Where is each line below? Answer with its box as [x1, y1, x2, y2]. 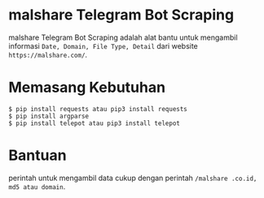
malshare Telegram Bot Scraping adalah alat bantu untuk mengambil [8, 32, 238, 42]
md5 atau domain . [8, 181, 66, 192]
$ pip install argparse [8, 112, 90, 120]
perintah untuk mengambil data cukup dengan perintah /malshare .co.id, [8, 173, 257, 183]
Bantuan [8, 146, 67, 165]
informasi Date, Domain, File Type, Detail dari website [8, 41, 198, 50]
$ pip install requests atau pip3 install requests [8, 105, 187, 113]
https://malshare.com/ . [8, 49, 88, 59]
